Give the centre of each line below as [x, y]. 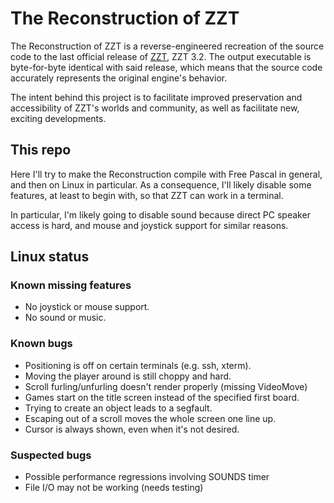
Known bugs [41, 344]
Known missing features [71, 285]
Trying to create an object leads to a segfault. [118, 408]
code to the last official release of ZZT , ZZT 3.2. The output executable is [161, 56]
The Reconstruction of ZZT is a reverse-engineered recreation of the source [167, 46]
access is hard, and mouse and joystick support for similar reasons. [149, 225]
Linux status [50, 257]
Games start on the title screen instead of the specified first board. [162, 397]
